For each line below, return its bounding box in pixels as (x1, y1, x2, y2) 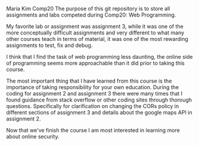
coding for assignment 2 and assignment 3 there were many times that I (6, 90, 183, 97)
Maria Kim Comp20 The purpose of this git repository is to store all (6, 5, 170, 12)
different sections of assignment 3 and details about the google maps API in (6, 109, 192, 116)
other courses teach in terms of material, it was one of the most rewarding (6, 36, 189, 42)
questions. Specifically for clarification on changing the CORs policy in (6, 103, 179, 109)
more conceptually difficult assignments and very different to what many (6, 29, 185, 36)
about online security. (6, 133, 60, 140)
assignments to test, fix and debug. (6, 42, 93, 49)
